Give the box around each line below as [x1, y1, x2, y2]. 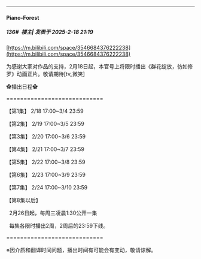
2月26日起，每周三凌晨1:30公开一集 [8, 209, 98, 216]
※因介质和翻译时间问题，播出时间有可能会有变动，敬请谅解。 [6, 246, 157, 254]
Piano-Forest [6, 14, 39, 21]
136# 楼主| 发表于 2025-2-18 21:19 [6, 28, 94, 36]
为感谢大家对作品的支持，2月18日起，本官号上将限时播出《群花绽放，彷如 [6, 62, 188, 70]
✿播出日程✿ [6, 83, 38, 90]
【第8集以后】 [6, 196, 41, 204]
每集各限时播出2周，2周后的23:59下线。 [8, 222, 109, 229]
